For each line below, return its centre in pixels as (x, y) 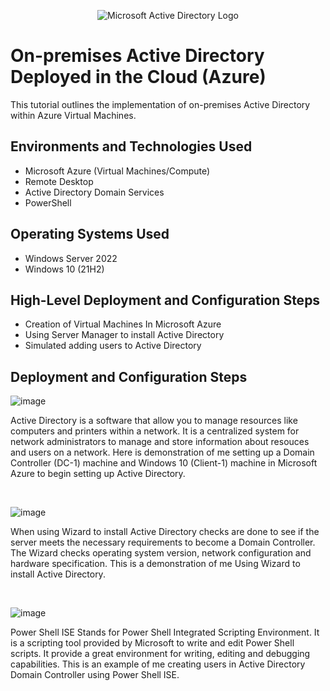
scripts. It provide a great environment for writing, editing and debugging (160, 654)
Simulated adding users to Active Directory (113, 346)
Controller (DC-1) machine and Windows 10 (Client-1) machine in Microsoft (164, 463)
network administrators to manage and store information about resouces (160, 442)
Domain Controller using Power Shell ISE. (95, 675)
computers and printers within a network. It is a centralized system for (155, 431)
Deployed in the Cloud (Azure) (138, 77)
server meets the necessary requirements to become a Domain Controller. (163, 542)
